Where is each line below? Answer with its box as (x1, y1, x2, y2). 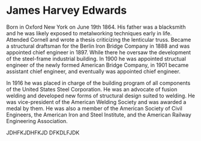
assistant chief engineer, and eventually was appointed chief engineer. (6, 68, 181, 75)
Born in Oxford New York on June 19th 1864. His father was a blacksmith (6, 23, 186, 30)
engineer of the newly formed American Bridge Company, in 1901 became (6, 61, 189, 69)
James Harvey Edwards (6, 4, 127, 17)
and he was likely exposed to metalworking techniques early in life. (6, 29, 172, 36)
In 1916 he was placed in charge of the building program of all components (6, 79, 191, 87)
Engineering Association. (6, 117, 68, 124)
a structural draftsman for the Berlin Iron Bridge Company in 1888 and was (6, 42, 190, 50)
